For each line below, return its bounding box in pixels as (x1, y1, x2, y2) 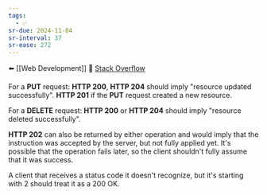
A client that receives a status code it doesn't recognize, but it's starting (8, 170, 244, 180)
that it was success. (8, 155, 74, 165)
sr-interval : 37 (8, 33, 62, 42)
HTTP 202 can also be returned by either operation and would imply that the (8, 130, 259, 139)
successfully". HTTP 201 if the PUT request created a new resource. (8, 91, 233, 100)
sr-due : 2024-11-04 (8, 26, 73, 34)
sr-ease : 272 (8, 41, 52, 49)
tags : (8, 11, 26, 20)
